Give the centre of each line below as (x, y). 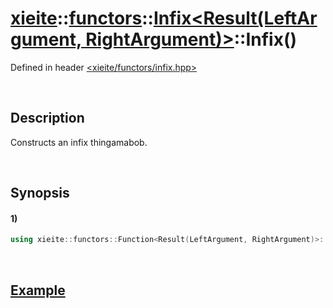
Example (38, 290)
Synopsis (40, 193)
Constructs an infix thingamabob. (79, 142)
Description (47, 118)
